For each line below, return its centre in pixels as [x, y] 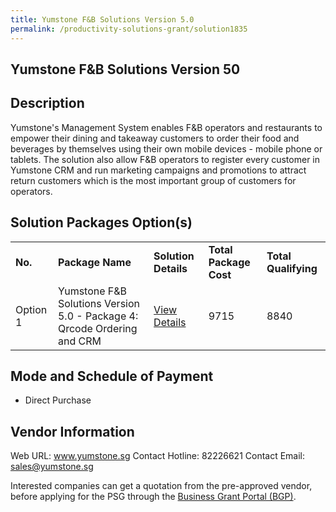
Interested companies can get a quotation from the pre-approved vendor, [161, 486]
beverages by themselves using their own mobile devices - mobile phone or [166, 148]
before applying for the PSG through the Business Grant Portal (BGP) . [153, 497]
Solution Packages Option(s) [101, 222]
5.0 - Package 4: [98, 316]
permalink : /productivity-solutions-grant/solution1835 [129, 29]
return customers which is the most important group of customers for [153, 180]
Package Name [94, 262]
